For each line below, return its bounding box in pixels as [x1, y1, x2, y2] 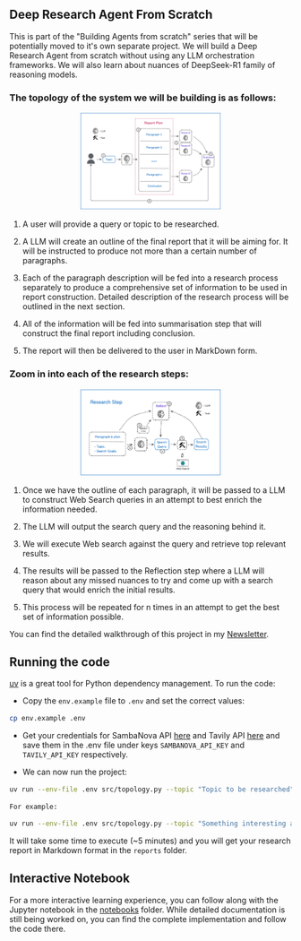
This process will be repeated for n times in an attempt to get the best [21, 601, 280, 612]
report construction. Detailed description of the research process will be [21, 291, 289, 303]
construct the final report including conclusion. [21, 328, 195, 339]
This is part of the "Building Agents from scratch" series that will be [9, 30, 258, 41]
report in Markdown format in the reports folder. [9, 845, 188, 856]
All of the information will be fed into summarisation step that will [21, 318, 262, 330]
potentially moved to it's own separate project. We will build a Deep [9, 40, 258, 51]
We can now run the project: [21, 766, 127, 778]
